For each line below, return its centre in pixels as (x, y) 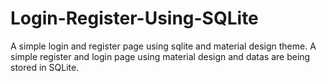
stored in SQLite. (45, 67)
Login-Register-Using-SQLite (134, 18)
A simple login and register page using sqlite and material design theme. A (163, 46)
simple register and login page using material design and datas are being (160, 56)
